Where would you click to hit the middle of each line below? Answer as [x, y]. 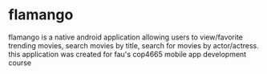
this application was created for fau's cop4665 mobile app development [127, 54]
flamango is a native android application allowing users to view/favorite [125, 37]
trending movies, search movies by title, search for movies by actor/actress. [133, 45]
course [20, 63]
